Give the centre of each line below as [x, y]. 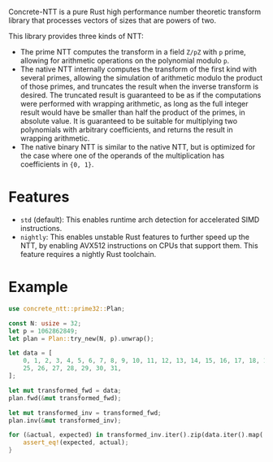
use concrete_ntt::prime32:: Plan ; [67, 308]
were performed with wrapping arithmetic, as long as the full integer [134, 104]
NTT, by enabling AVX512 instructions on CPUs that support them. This [139, 245]
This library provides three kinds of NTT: [76, 36]
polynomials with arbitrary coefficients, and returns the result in [126, 130]
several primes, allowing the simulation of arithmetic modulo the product [141, 78]
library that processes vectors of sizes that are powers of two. [113, 20]
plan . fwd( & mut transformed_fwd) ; [65, 398]
